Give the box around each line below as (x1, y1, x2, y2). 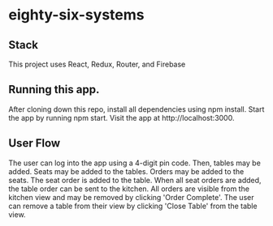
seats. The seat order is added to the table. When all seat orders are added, (8, 175, 262, 185)
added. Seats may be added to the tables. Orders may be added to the (8, 166, 245, 176)
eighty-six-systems (8, 6, 145, 24)
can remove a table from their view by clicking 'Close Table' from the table (8, 201, 258, 211)
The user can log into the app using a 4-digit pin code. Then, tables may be (8, 158, 262, 168)
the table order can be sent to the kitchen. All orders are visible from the (8, 184, 250, 194)
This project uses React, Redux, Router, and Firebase (8, 59, 186, 69)
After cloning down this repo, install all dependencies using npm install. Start (8, 104, 265, 114)
